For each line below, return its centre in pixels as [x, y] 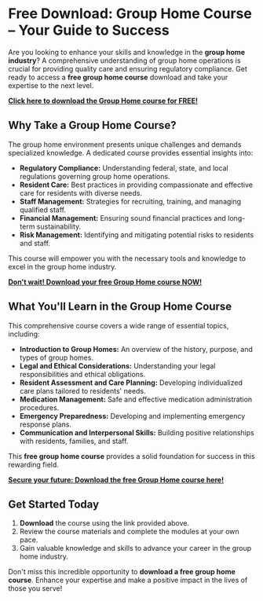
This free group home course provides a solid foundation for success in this [131, 456]
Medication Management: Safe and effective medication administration [136, 399]
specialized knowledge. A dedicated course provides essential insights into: [131, 152]
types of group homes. [57, 357]
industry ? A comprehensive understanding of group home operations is [124, 60]
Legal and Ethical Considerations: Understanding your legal [117, 365]
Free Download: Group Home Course [130, 14]
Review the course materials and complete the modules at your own [129, 532]
